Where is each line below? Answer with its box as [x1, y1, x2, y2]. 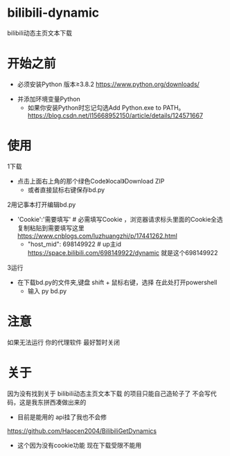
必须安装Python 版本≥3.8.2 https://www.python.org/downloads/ [17, 80, 200, 88]
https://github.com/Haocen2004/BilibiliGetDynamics [7, 426, 157, 435]
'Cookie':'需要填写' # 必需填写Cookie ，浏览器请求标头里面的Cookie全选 [17, 215, 223, 223]
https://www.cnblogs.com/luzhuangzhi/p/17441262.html [17, 231, 178, 240]
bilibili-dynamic [7, 5, 100, 21]
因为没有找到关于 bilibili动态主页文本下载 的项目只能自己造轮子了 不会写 [7, 389, 211, 398]
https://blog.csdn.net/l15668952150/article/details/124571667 [27, 111, 203, 120]
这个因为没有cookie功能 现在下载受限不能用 [17, 441, 142, 449]
